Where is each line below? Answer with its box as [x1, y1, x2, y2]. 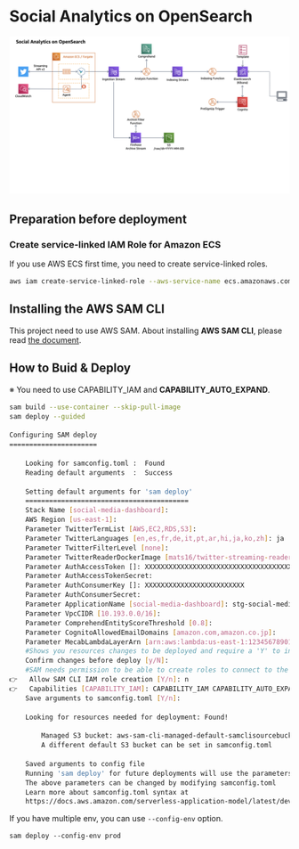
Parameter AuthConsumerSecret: [25, 591, 141, 600]
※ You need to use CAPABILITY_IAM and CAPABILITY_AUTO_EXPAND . [9, 384, 271, 395]
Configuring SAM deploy [9, 430, 98, 440]
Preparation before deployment [9, 211, 187, 226]
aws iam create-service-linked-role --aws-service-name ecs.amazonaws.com [9, 277, 293, 286]
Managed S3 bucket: [41, 731, 114, 740]
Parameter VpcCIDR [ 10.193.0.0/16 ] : [25, 608, 162, 618]
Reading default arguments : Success [25, 468, 174, 478]
